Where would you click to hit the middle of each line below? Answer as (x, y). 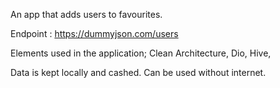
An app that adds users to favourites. (86, 14)
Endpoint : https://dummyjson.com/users (94, 33)
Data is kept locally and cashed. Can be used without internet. (138, 72)
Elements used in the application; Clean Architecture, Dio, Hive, (141, 53)
